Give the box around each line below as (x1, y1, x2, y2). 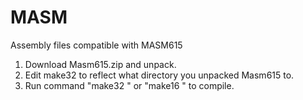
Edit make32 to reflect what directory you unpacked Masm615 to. (24, 69, 295, 81)
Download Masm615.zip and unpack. (24, 58, 177, 70)
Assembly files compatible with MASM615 (10, 39, 183, 51)
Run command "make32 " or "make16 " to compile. (24, 79, 235, 91)
